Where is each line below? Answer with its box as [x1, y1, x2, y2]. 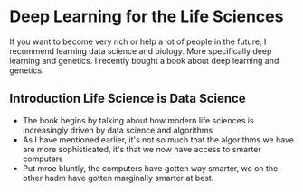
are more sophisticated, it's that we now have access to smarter [22, 143, 261, 154]
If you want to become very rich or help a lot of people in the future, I [9, 36, 267, 47]
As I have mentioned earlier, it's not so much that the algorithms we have [22, 133, 294, 145]
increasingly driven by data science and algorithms [22, 124, 213, 135]
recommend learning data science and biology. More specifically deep [9, 45, 272, 56]
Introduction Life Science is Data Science [9, 91, 246, 106]
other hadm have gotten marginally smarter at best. [22, 172, 214, 183]
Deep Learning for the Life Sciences [9, 6, 284, 27]
